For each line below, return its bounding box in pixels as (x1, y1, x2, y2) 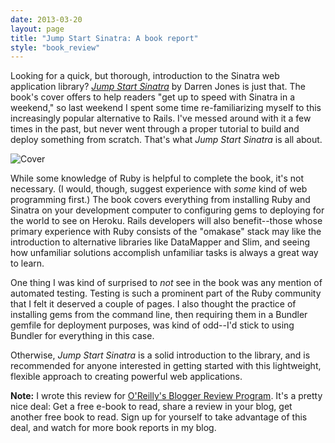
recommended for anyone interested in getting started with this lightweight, (10, 360, 322, 372)
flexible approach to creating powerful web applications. (10, 371, 243, 383)
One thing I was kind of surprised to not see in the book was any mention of (10, 277, 323, 289)
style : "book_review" (10, 42, 101, 53)
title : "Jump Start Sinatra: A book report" (10, 33, 199, 43)
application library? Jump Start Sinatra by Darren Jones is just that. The (10, 81, 306, 93)
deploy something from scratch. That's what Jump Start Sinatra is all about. (10, 134, 323, 146)
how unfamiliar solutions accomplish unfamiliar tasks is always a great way (10, 247, 319, 259)
